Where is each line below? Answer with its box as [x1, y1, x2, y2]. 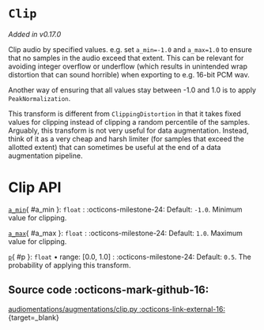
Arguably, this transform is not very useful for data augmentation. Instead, [8, 126, 249, 135]
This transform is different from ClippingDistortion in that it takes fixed [8, 109, 241, 118]
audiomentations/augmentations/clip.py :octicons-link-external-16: [8, 304, 225, 313]
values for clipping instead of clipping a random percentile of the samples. [8, 117, 251, 126]
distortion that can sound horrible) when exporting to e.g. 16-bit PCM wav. [8, 69, 251, 79]
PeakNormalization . [8, 93, 71, 103]
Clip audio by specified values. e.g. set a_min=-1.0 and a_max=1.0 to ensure [8, 44, 253, 54]
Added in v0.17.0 [8, 29, 62, 39]
